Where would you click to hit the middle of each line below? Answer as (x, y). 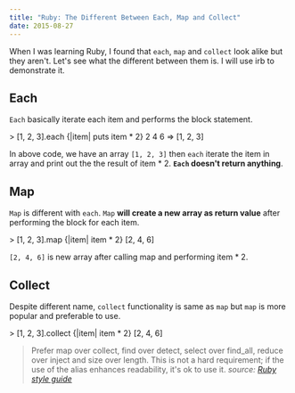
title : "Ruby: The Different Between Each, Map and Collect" (125, 17)
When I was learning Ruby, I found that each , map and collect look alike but (146, 51)
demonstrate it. (37, 70)
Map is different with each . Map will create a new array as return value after (145, 213)
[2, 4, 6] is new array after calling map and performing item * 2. (129, 257)
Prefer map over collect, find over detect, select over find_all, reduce (157, 350)
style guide (52, 379)
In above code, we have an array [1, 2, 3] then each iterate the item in (139, 154)
